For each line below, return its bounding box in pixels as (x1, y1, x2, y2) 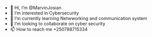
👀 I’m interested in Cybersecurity (10, 10, 79, 16)
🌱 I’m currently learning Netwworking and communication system (10, 15, 147, 21)
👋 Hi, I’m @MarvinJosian (10, 5, 62, 10)
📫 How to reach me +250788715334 (10, 26, 88, 32)
